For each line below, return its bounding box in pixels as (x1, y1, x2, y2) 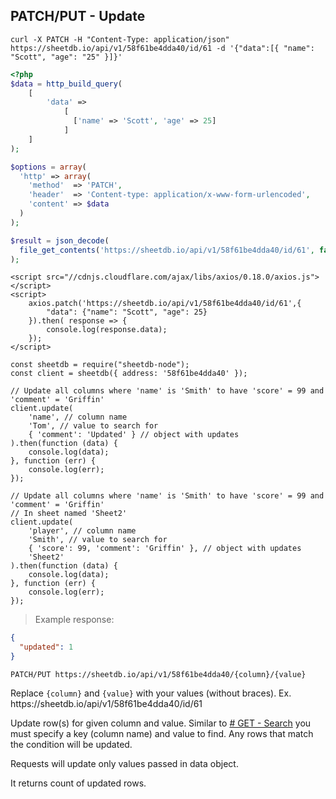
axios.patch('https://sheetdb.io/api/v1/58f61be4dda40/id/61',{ (28, 299, 302, 309)
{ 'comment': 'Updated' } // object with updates (28, 430, 240, 440)
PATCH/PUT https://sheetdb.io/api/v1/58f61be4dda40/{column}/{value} (10, 670, 307, 680)
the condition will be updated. (10, 739, 133, 751)
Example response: (34, 614, 115, 626)
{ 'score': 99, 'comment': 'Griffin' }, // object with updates (28, 544, 302, 554)
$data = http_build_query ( (10, 79, 123, 89)
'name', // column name (28, 412, 128, 423)
